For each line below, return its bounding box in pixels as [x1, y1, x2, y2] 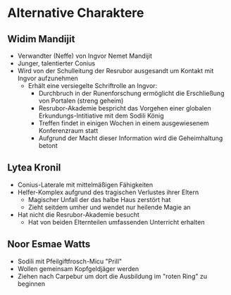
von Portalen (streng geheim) [38, 96, 124, 105]
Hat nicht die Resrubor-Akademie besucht [17, 210, 139, 219]
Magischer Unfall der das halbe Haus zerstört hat [27, 195, 171, 203]
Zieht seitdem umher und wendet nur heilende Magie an [27, 203, 192, 211]
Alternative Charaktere [7, 5, 144, 21]
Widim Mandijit [7, 33, 75, 45]
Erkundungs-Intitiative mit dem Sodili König [38, 111, 164, 120]
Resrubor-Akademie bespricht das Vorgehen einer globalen [38, 104, 211, 112]
